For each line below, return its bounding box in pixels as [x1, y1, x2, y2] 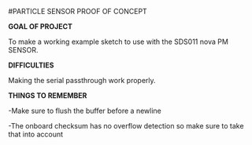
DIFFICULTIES [8, 60, 54, 70]
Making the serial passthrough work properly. [8, 76, 156, 85]
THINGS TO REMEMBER [8, 91, 87, 100]
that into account [8, 129, 64, 139]
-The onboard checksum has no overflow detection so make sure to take [8, 121, 244, 130]
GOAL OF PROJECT [8, 22, 73, 31]
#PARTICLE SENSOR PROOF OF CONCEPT [8, 7, 147, 16]
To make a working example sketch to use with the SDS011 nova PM [8, 37, 228, 46]
